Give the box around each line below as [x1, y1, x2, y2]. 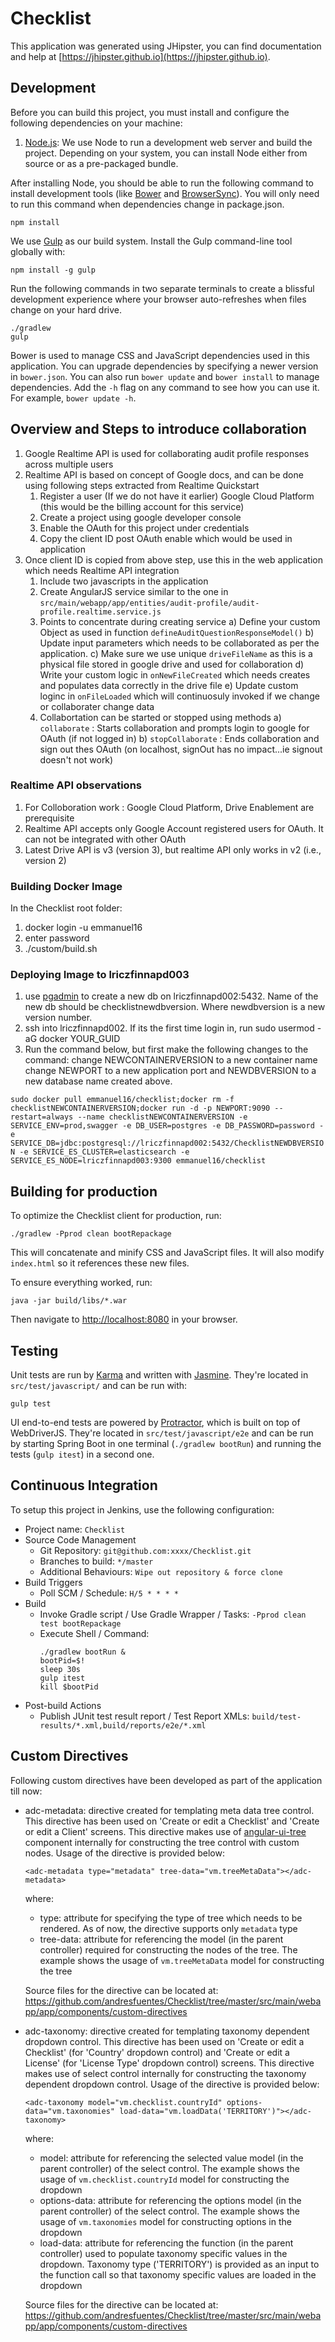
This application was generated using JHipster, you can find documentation [10, 40, 322, 52]
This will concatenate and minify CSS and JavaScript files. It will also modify [10, 1247, 325, 1259]
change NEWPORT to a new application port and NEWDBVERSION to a [24, 1065, 317, 1077]
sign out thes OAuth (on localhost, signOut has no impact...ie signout [39, 743, 323, 755]
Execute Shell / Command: [39, 1627, 150, 1639]
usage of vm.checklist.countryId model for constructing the [39, 2173, 290, 2185]
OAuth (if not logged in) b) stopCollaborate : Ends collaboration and [39, 732, 320, 744]
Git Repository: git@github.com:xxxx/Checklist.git [39, 1544, 252, 1556]
